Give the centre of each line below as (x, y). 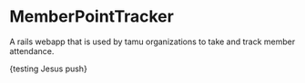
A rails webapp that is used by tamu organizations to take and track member (152, 41)
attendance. (32, 51)
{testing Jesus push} (49, 69)
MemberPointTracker (92, 17)
